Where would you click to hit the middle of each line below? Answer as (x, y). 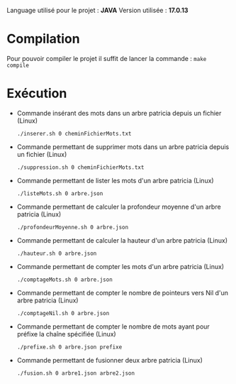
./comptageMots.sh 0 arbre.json (64, 280)
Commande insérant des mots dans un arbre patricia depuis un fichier (119, 113)
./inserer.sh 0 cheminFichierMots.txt (74, 133)
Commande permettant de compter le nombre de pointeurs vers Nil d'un (122, 292)
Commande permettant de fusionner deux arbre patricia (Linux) (109, 360)
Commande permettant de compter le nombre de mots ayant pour (113, 327)
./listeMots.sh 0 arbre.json (60, 193)
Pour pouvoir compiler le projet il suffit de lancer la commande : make (107, 58)
